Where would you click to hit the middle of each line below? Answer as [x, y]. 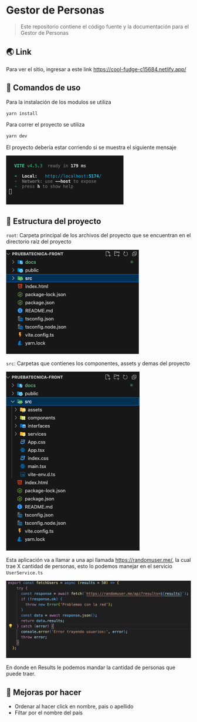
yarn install [22, 113]
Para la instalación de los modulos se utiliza [59, 102]
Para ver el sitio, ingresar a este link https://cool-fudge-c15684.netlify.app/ [96, 69]
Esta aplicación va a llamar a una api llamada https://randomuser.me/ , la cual [98, 560]
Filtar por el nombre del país [49, 713]
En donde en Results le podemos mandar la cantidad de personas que [91, 668]
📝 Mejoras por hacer [44, 692]
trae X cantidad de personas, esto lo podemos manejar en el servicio [89, 567]
